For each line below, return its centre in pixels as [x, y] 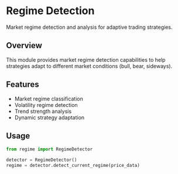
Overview [24, 46]
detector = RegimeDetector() [42, 160]
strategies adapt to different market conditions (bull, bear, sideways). [89, 66]
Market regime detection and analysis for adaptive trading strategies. [89, 27]
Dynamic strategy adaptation [49, 117]
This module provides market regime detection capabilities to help [86, 59]
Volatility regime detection [46, 105]
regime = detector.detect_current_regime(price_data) [73, 166]
